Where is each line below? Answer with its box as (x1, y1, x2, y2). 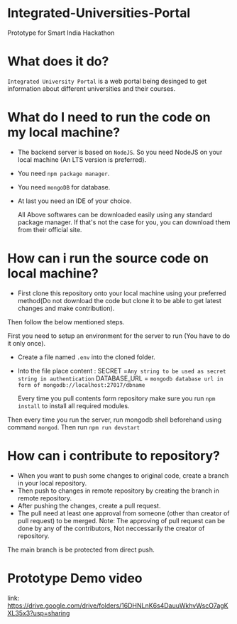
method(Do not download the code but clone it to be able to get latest (17, 296, 222, 305)
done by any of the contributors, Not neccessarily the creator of (17, 524, 205, 532)
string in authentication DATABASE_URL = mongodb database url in (17, 374, 224, 383)
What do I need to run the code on (7, 109, 211, 126)
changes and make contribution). (17, 304, 115, 312)
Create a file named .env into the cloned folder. (17, 353, 156, 361)
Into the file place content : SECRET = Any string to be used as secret (17, 366, 226, 375)
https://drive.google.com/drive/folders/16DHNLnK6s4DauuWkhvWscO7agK (7, 601, 228, 610)
